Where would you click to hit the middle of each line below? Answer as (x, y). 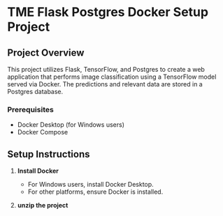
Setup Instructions (49, 154)
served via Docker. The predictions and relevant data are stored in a (105, 84)
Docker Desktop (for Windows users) (71, 125)
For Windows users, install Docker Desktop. (91, 185)
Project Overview (46, 53)
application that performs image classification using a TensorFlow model (112, 77)
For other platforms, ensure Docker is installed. (95, 192)
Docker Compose (43, 132)
